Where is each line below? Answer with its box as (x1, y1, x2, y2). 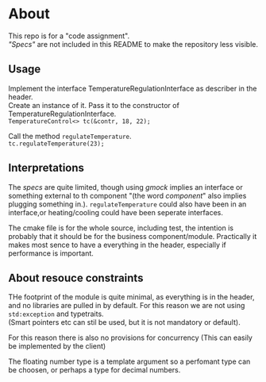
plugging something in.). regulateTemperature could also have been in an (8, 199, 247, 209)
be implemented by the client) (8, 341, 106, 351)
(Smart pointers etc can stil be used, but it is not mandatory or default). (8, 318, 241, 327)
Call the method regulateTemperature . (8, 131, 133, 141)
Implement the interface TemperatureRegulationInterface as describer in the (8, 83, 257, 93)
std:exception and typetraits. (8, 309, 105, 318)
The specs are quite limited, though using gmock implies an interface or (8, 182, 244, 191)
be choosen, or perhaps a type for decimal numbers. (8, 365, 181, 375)
